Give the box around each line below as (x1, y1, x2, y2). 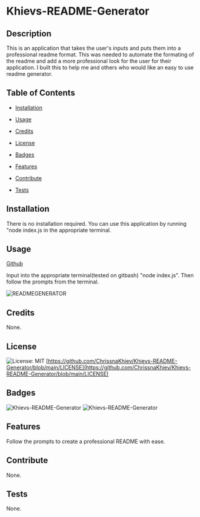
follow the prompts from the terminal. (6, 278, 99, 286)
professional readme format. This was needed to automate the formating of (6, 51, 195, 58)
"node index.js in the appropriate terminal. (6, 226, 112, 234)
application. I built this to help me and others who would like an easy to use (6, 64, 194, 71)
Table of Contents (6, 88, 76, 98)
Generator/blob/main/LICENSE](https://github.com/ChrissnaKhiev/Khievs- (6, 364, 192, 371)
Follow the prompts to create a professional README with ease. (6, 438, 165, 445)
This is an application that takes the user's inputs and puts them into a (6, 44, 181, 52)
